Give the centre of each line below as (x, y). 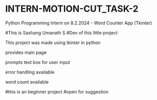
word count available (27, 82)
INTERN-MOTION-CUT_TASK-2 (72, 9)
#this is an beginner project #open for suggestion (57, 91)
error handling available (30, 72)
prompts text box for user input (38, 62)
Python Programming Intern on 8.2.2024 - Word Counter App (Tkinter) (79, 23)
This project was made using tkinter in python (53, 42)
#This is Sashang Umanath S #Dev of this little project (62, 32)
